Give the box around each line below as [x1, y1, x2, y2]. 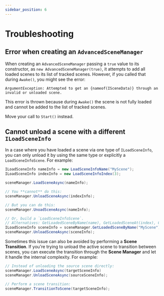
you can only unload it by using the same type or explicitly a [5, 152, 126, 158]
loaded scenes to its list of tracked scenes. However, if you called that [5, 71, 146, 77]
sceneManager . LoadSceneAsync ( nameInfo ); [5, 180, 89, 185]
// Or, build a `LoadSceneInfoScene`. [5, 216, 84, 221]
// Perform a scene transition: [5, 281, 71, 287]
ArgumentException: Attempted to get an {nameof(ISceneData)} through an [5, 86, 159, 91]
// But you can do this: [5, 202, 56, 207]
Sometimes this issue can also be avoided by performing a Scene [5, 239, 137, 245]
